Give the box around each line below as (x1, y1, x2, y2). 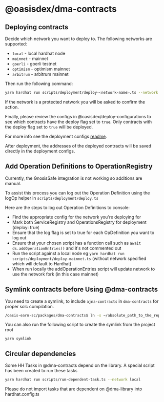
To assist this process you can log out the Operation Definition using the (5, 190, 150, 196)
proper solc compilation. (5, 303, 54, 309)
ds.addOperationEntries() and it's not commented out (12, 245, 122, 251)
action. (5, 104, 19, 110)
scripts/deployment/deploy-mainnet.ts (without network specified (12, 255, 146, 261)
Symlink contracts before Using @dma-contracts (5, 285, 158, 294)
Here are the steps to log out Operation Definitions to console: (5, 204, 130, 211)
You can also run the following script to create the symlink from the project (5, 321, 155, 328)
